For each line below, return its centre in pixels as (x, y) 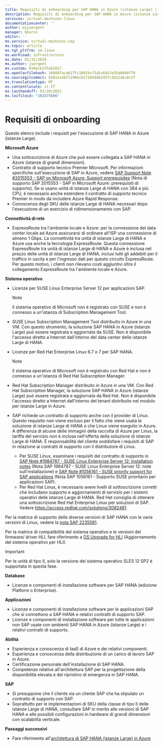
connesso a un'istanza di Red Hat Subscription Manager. (69, 376)
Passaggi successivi (26, 729)
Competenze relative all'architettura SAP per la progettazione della (79, 669)
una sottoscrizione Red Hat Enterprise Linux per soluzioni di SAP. (84, 503)
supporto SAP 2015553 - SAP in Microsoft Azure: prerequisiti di (75, 183)
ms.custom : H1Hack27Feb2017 (33, 69)
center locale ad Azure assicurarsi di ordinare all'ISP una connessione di (84, 233)
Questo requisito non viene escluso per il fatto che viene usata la (77, 421)
